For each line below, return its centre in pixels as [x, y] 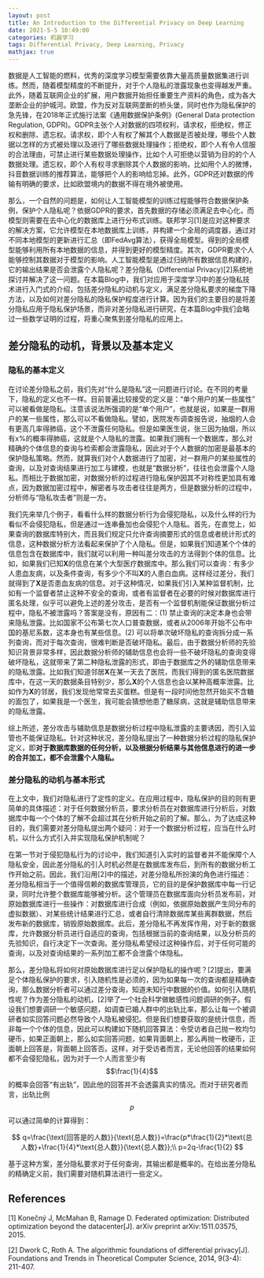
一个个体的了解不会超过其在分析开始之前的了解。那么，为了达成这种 [145, 818]
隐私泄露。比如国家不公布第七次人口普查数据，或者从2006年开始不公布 [130, 622]
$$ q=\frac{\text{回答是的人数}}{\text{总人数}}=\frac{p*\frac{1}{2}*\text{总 [132, 1137]
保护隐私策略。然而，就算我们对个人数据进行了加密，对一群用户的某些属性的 [132, 458]
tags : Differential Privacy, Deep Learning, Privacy [96, 45]
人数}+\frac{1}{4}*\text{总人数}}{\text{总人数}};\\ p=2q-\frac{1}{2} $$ [132, 1146]
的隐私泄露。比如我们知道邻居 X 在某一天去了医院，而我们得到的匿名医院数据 [131, 671]
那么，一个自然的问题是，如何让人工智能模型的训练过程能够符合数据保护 [125, 201]
